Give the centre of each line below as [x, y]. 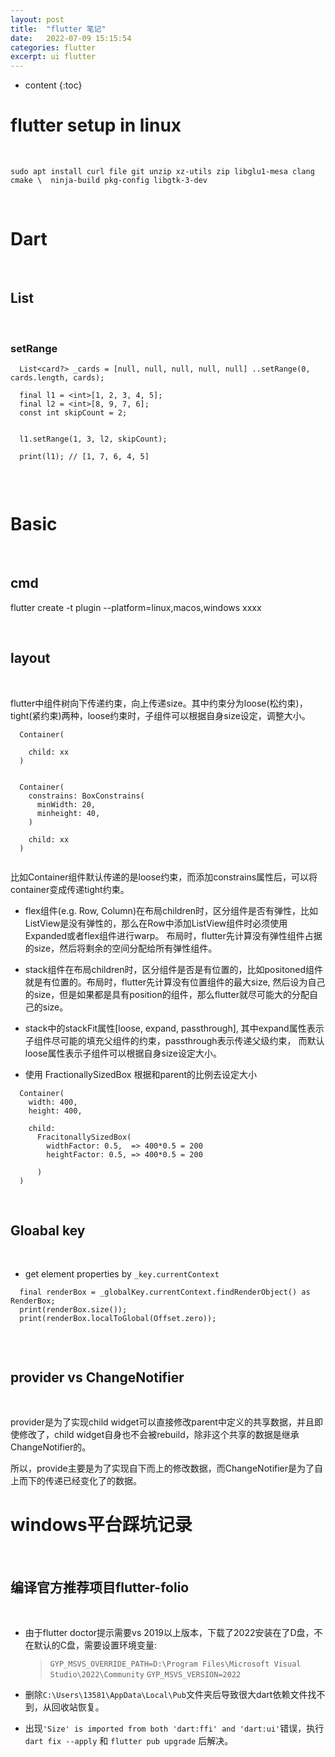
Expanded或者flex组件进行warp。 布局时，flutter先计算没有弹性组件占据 [173, 935]
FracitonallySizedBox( [84, 1137]
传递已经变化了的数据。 [93, 1481]
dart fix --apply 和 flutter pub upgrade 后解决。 [129, 1741]
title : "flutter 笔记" [58, 29]
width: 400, [53, 1102]
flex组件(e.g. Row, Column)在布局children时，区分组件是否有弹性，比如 [171, 910]
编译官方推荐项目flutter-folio [100, 1587]
